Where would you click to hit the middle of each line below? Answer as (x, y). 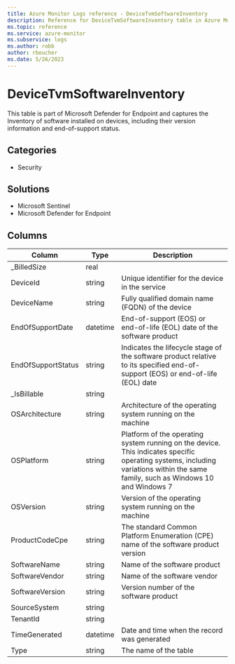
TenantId (25, 619)
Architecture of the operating (169, 406)
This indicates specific (158, 452)
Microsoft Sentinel (44, 206)
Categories (32, 150)
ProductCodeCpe (40, 540)
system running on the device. (171, 443)
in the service (144, 287)
